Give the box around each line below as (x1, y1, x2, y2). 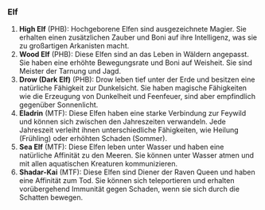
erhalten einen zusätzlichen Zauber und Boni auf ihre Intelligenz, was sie (18, 32, 258, 42)
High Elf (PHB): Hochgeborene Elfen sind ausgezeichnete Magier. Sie (18, 25, 247, 34)
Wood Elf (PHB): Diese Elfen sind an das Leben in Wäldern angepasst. (18, 50, 250, 59)
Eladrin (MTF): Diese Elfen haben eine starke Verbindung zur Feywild (18, 109, 247, 118)
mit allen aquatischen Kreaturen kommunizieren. (18, 159, 178, 169)
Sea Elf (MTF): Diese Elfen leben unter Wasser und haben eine (18, 142, 224, 152)
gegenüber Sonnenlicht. (18, 100, 99, 109)
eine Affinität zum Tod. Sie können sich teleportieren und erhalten (18, 176, 235, 185)
